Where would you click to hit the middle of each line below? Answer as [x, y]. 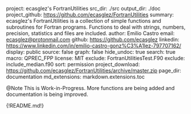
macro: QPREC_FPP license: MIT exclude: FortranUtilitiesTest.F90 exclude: [95, 58]
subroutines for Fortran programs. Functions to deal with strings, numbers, [96, 27]
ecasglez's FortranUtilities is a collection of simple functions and [84, 21]
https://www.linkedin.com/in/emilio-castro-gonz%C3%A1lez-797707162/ [94, 46]
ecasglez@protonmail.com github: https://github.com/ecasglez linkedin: [93, 39]
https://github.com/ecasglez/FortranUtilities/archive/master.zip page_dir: [94, 70]
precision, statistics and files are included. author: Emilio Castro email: [91, 33]
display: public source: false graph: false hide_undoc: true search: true [91, 52]
